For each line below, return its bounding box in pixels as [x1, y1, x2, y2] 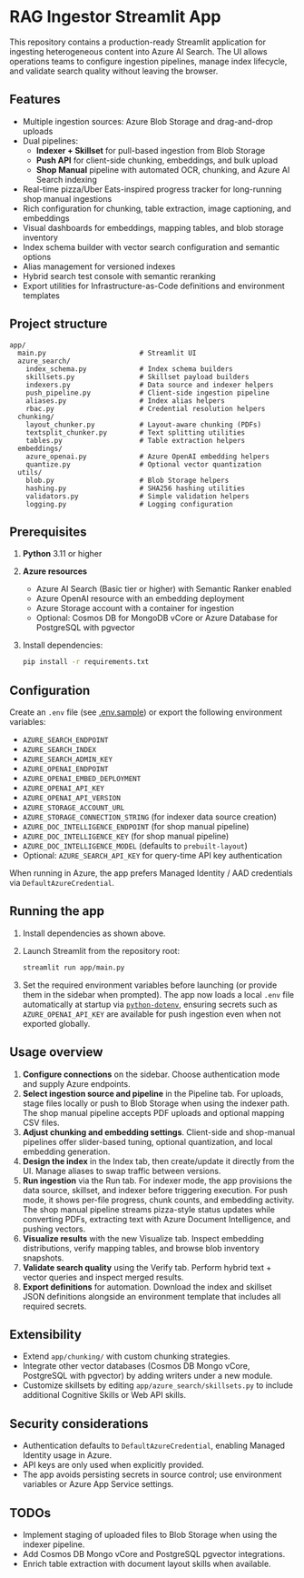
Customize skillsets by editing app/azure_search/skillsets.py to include [22, 1380, 293, 1391]
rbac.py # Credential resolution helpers [25, 404, 266, 413]
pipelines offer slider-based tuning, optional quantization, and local [22, 1136, 274, 1147]
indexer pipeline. [22, 1539, 85, 1550]
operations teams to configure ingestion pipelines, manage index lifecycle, [9, 55, 288, 66]
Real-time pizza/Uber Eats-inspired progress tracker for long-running [22, 184, 282, 195]
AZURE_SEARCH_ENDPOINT [22, 736, 109, 745]
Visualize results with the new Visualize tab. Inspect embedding [22, 1232, 265, 1243]
